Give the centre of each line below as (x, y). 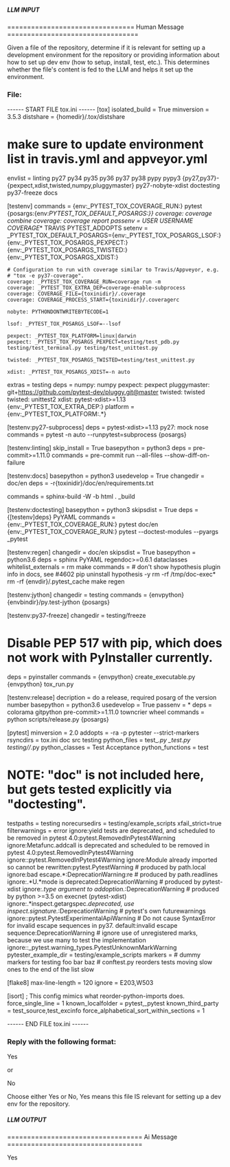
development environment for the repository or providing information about (113, 54)
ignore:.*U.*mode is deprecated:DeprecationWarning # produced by (104, 882)
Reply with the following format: (62, 1042)
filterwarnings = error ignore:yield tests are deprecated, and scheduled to (111, 831)
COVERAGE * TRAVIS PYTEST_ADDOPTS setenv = (78, 228)
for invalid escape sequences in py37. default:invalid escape (92, 926)
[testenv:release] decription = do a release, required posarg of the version (112, 698)
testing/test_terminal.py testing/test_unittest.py (82, 348)
